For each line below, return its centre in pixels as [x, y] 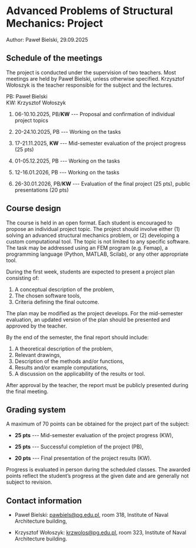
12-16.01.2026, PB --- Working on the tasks [67, 172]
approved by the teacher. [36, 326]
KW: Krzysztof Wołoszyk [36, 103]
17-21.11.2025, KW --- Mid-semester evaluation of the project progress [100, 143]
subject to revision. [29, 482]
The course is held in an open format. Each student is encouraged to [89, 223]
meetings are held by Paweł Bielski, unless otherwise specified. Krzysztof [95, 78]
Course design [34, 208]
